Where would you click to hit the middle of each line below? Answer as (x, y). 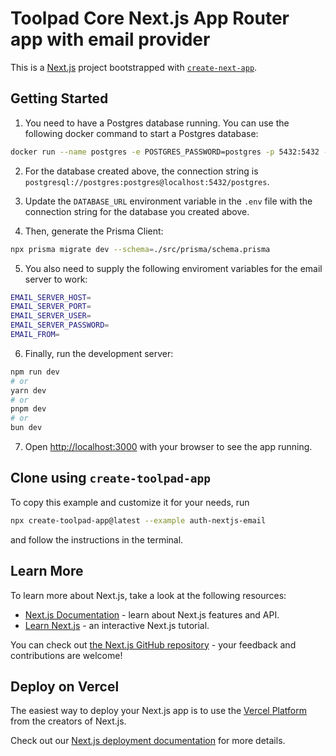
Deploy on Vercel (65, 686)
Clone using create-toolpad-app (110, 478)
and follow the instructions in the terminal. (97, 539)
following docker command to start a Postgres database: (141, 133)
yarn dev (28, 390)
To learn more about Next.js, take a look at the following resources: (148, 595)
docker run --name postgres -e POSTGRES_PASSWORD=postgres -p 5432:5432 (165, 152)
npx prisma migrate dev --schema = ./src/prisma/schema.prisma (140, 249)
